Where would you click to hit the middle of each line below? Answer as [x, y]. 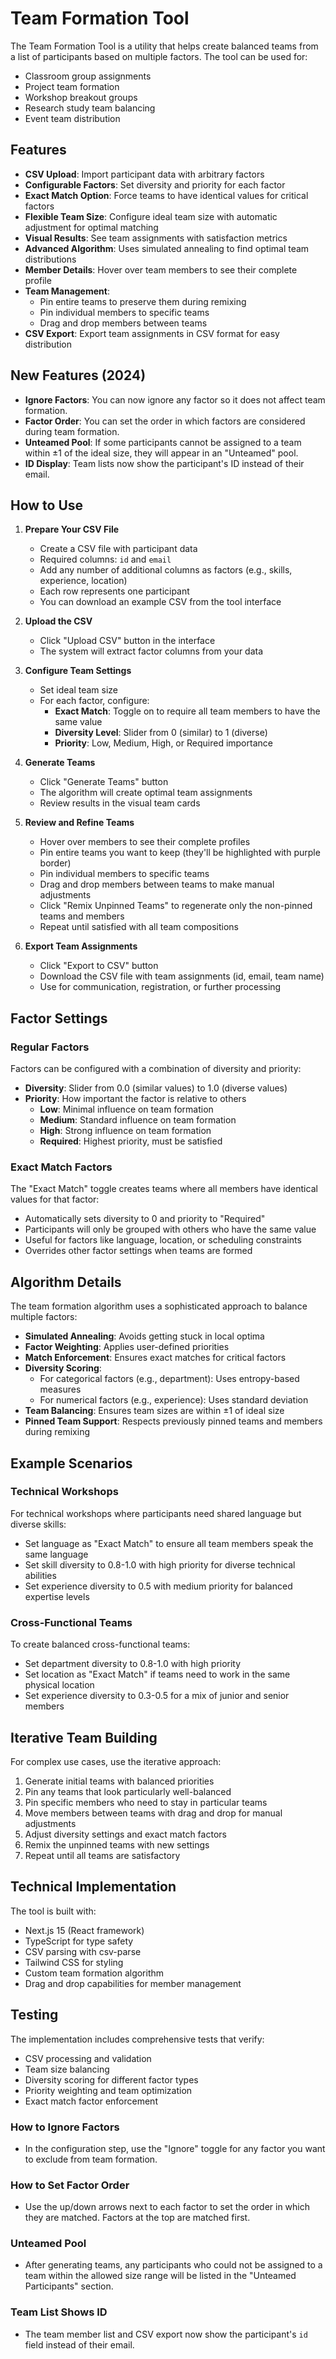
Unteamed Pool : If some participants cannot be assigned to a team [163, 442]
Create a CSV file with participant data [118, 549]
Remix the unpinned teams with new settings [117, 1844]
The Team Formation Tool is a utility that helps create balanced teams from [164, 46]
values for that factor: [55, 1199]
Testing [34, 2015]
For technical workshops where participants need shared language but [156, 1513]
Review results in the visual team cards [120, 803]
